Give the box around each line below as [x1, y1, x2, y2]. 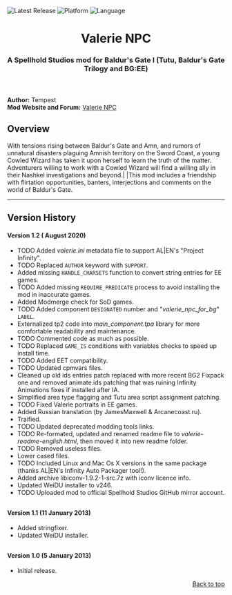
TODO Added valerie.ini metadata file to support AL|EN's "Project [17, 246, 204, 255]
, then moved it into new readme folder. [76, 437, 188, 445]
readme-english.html [17, 437, 77, 445]
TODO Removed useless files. [17, 445, 102, 453]
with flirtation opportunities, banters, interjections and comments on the [7, 178, 212, 186]
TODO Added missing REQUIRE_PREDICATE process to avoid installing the [17, 283, 220, 291]
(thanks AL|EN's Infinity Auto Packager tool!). [17, 467, 146, 475]
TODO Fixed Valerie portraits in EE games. [17, 400, 137, 409]
